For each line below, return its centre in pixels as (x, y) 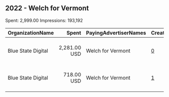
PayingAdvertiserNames (116, 33)
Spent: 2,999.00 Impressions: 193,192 (44, 20)
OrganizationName (31, 33)
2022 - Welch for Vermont (47, 8)
